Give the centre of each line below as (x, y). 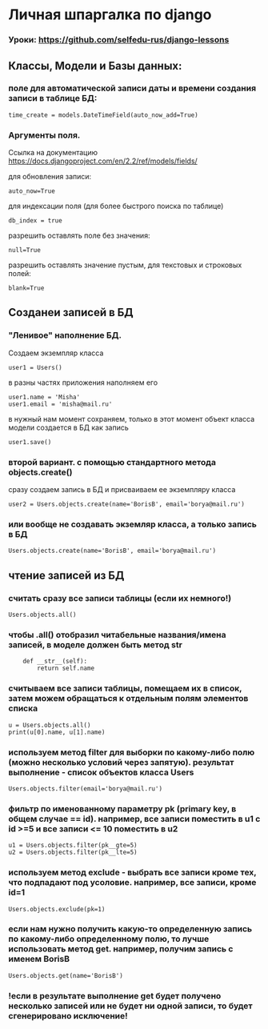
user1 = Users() (35, 367)
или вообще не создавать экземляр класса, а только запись (133, 524)
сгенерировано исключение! (68, 1015)
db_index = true (35, 221)
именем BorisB (39, 959)
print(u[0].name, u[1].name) (57, 732)
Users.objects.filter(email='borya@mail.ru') (85, 789)
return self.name (66, 669)
